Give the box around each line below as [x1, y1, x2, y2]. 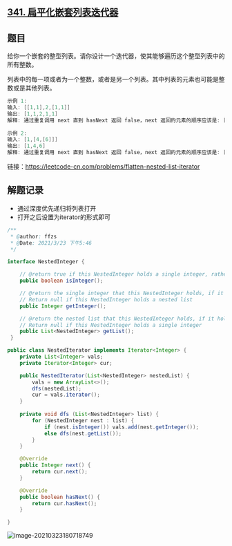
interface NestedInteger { [7, 258, 85, 265]
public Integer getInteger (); [19, 303, 107, 310]
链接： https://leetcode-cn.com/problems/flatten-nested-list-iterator [7, 162, 200, 171]
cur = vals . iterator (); [32, 391, 100, 399]
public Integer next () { [19, 462, 91, 469]
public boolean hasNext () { [19, 493, 100, 500]
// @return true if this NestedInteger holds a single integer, [19, 271, 209, 278]
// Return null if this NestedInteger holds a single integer [19, 321, 202, 328]
